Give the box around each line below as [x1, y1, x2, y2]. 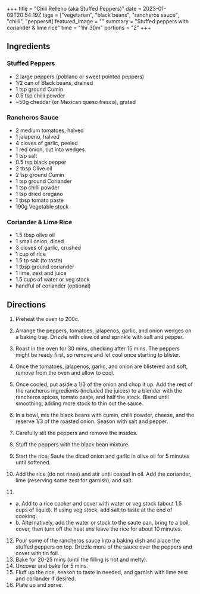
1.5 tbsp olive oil [15, 231, 55, 238]
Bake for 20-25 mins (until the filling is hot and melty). [15, 556, 148, 564]
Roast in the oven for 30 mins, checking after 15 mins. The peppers [15, 345, 180, 352]
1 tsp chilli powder [15, 183, 60, 191]
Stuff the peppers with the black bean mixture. [15, 441, 130, 448]
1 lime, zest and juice [15, 270, 67, 277]
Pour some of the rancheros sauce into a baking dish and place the [15, 537, 180, 544]
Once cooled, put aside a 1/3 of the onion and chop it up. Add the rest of [15, 381, 193, 388]
